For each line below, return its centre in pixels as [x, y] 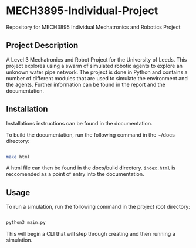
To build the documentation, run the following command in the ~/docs [90, 135]
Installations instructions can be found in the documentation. [79, 123]
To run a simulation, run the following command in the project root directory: [98, 207]
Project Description [42, 45]
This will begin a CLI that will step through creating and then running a [91, 234]
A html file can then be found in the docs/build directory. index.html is [91, 168]
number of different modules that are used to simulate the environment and [97, 78]
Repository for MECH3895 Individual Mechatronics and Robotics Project [93, 27]
